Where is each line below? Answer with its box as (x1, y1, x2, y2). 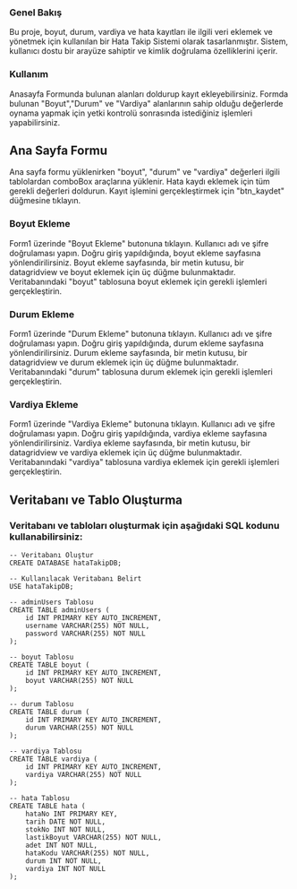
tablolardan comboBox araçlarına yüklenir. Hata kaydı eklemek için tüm (9, 177, 270, 187)
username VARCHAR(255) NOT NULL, (25, 621, 150, 630)
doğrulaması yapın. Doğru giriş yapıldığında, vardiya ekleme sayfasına (9, 428, 267, 439)
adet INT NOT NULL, (25, 841, 98, 850)
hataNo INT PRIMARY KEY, (25, 809, 118, 818)
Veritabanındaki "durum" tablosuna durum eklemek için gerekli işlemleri (9, 367, 273, 377)
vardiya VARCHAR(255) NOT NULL (25, 770, 142, 779)
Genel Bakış (9, 6, 63, 19)
